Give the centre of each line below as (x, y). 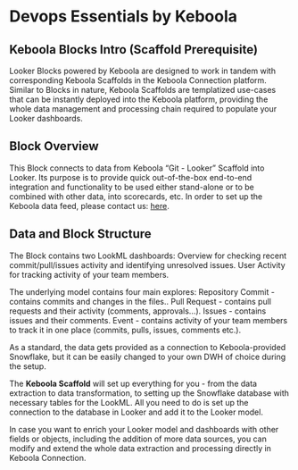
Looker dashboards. (46, 118)
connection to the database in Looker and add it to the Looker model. (136, 412)
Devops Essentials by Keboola (124, 17)
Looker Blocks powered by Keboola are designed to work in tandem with (143, 71)
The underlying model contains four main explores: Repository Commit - (142, 291)
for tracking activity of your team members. (89, 274)
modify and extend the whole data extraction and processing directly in (141, 448)
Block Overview (54, 146)
